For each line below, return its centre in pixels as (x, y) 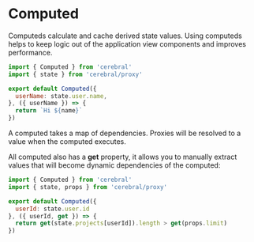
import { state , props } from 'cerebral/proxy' (88, 187)
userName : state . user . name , (62, 96)
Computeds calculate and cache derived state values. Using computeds (125, 36)
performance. (30, 52)
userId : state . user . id (52, 209)
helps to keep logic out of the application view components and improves (127, 43)
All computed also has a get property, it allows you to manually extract (123, 157)
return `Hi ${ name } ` (49, 111)
